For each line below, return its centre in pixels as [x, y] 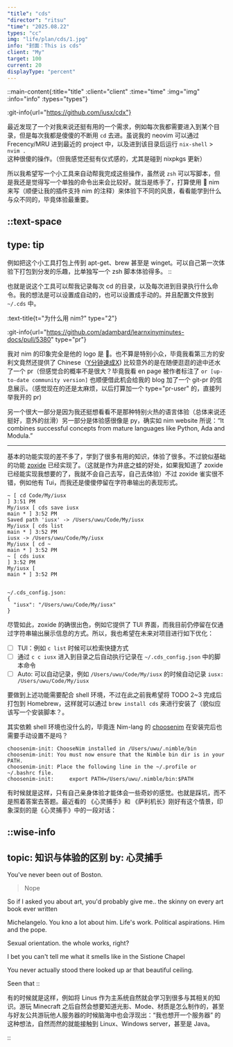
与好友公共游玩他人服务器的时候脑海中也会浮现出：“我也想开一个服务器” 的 [114, 1015]
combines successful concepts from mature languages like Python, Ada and [116, 428]
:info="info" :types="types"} [48, 98]
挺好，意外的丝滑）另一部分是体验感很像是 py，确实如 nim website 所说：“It [115, 420]
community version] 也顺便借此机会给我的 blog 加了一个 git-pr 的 [124, 379]
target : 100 [24, 59]
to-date [18, 380]
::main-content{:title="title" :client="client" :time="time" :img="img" [104, 92]
